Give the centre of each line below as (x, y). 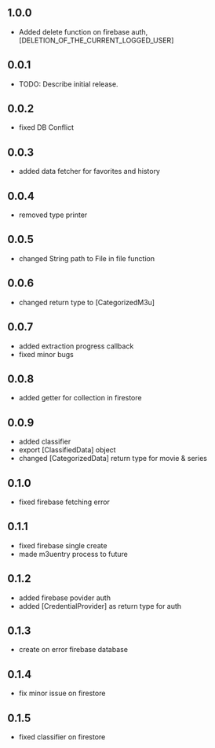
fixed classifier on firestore (62, 737)
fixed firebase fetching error (64, 502)
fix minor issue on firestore (62, 693)
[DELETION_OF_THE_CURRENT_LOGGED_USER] (96, 40)
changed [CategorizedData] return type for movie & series (113, 459)
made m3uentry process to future (73, 554)
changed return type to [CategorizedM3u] (86, 302)
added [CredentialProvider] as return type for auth (100, 606)
